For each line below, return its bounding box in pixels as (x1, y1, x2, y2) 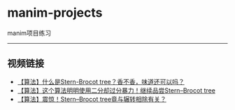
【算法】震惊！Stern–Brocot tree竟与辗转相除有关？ (17, 95, 166, 103)
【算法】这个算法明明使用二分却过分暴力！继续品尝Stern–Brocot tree (17, 86, 215, 95)
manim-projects (7, 5, 103, 21)
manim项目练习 (7, 29, 52, 37)
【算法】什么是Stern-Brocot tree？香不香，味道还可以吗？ (17, 77, 185, 86)
